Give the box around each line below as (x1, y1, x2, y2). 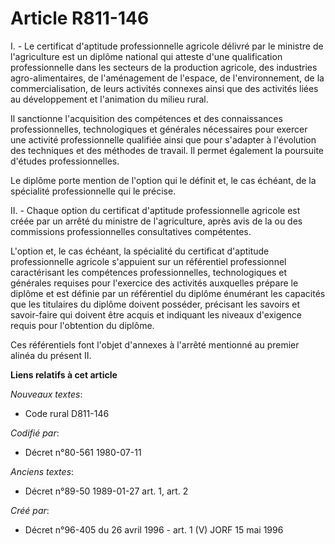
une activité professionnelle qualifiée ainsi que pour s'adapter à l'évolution (10, 133, 317, 146)
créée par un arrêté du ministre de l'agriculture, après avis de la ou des (10, 215, 303, 227)
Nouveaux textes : (10, 388, 83, 400)
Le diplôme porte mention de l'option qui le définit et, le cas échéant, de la (10, 174, 317, 186)
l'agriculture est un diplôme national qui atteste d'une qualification (10, 50, 283, 62)
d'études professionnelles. (10, 155, 120, 167)
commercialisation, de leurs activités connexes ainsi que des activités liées (10, 82, 319, 94)
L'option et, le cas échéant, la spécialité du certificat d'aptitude (10, 245, 270, 257)
